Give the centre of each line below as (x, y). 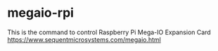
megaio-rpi (40, 13)
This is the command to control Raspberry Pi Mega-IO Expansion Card (109, 32)
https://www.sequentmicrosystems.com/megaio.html (84, 39)
